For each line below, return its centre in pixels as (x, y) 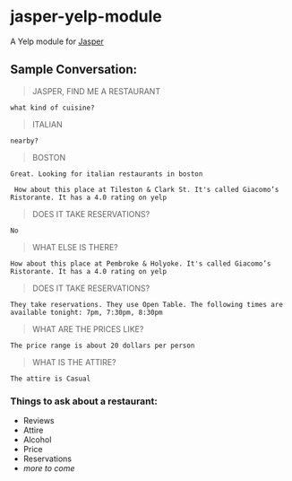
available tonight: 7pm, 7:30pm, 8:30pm (87, 312)
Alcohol (37, 440)
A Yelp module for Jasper (57, 41)
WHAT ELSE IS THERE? (75, 247)
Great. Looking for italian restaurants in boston (107, 174)
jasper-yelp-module (86, 17)
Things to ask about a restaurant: (84, 401)
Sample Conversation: (74, 70)
